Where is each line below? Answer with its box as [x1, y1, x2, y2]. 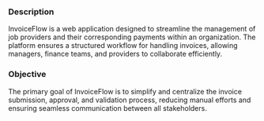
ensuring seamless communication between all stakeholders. [8, 103, 207, 112]
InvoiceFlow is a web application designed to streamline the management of [8, 24, 256, 34]
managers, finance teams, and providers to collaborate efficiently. [8, 49, 223, 59]
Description [8, 6, 55, 17]
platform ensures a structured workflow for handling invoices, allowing [8, 41, 239, 50]
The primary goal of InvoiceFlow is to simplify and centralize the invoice [8, 86, 243, 96]
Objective [8, 69, 47, 80]
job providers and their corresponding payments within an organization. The [8, 32, 256, 42]
